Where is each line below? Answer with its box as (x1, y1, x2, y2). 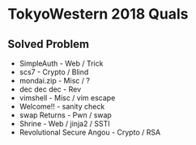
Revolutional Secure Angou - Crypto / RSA (19, 127, 161, 137)
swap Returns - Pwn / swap (19, 110, 113, 120)
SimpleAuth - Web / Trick (19, 58, 104, 68)
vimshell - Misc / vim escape (19, 93, 116, 102)
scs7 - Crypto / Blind (19, 67, 89, 77)
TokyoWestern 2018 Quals (7, 5, 189, 23)
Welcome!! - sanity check (19, 102, 105, 111)
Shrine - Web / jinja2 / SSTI (19, 119, 110, 128)
